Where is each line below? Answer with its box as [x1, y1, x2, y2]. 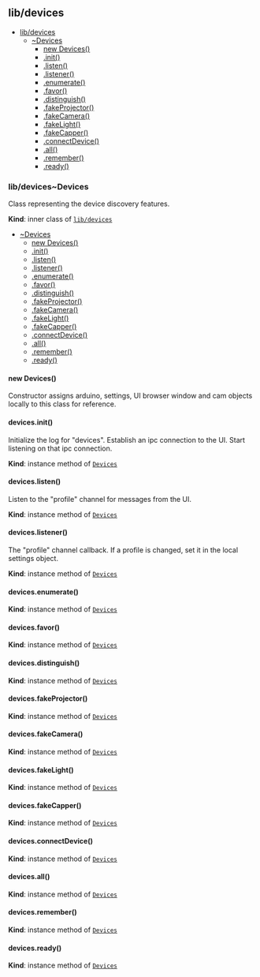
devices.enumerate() [8, 587, 79, 597]
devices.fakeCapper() [8, 800, 82, 810]
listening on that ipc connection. [8, 444, 113, 453]
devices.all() [8, 872, 50, 882]
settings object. [8, 553, 59, 563]
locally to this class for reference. [8, 399, 117, 409]
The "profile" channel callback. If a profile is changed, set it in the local [8, 545, 239, 555]
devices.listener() [8, 528, 69, 537]
